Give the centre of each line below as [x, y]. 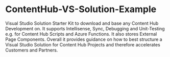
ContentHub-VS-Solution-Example [81, 9]
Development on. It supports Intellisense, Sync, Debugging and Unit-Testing [85, 28]
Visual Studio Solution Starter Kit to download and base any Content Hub [82, 23]
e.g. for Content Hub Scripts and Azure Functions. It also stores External [81, 34]
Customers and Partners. [32, 50]
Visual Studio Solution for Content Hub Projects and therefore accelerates [83, 44]
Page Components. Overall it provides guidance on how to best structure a [84, 39]
